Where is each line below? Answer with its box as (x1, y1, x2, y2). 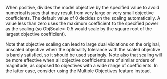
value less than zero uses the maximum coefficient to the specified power (5, 20, 159, 26)
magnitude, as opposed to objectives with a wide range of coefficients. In (5, 63, 158, 68)
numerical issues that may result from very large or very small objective (5, 10, 154, 16)
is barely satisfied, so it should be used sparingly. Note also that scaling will (5, 52, 162, 58)
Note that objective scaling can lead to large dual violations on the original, (5, 41, 160, 47)
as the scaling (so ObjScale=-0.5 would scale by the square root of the (5, 26, 152, 32)
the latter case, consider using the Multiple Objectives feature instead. (5, 68, 151, 74)
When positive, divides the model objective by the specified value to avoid (5, 5, 160, 10)
